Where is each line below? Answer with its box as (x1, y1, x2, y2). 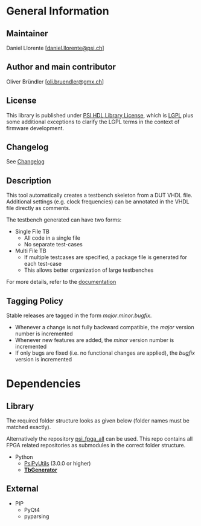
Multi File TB (14, 247, 46, 255)
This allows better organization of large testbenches (24, 266, 154, 274)
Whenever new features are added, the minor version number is (14, 337, 174, 344)
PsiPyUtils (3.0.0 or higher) (24, 460, 91, 467)
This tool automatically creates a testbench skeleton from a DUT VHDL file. (6, 192, 193, 199)
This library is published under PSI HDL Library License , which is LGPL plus (6, 111, 194, 119)
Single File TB (14, 228, 49, 235)
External (6, 484, 39, 494)
